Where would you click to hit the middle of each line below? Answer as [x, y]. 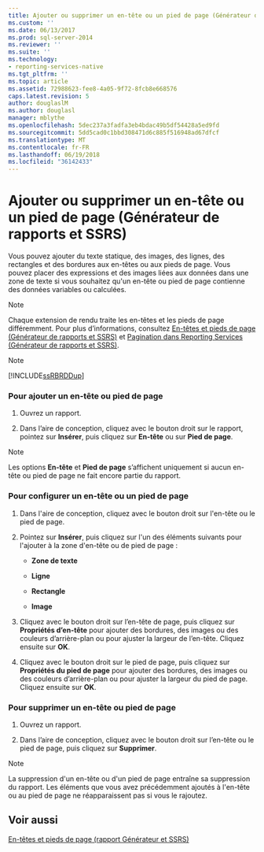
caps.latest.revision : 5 [49, 96]
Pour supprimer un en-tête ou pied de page [92, 707]
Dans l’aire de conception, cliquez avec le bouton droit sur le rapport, [131, 428]
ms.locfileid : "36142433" [50, 162]
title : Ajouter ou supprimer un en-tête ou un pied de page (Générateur [130, 15]
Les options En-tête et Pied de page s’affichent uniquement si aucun [120, 467]
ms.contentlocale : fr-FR [49, 147]
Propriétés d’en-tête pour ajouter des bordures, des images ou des [129, 630]
